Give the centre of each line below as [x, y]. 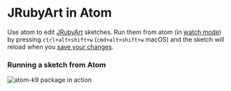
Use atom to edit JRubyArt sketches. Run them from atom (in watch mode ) [114, 32]
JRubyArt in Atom [59, 13]
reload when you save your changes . [61, 47]
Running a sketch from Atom [57, 65]
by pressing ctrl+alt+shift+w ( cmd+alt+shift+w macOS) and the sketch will [116, 39]
